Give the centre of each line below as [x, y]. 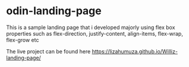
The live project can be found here [48, 51]
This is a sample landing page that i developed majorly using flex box [91, 27]
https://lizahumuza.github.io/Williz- [135, 51]
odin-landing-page [54, 11]
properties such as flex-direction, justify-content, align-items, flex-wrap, [94, 33]
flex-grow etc [23, 40]
